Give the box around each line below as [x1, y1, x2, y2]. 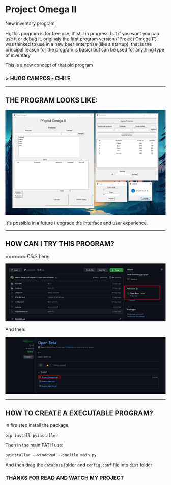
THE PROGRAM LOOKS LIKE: [5, 96, 98, 105]
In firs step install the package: [5, 422, 70, 428]
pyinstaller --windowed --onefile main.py [5, 453, 97, 458]
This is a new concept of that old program [5, 62, 93, 68]
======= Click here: [5, 253, 50, 259]
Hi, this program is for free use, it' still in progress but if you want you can [5, 30, 159, 36]
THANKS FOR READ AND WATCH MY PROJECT [5, 474, 124, 481]
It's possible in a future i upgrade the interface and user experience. [5, 220, 148, 226]
